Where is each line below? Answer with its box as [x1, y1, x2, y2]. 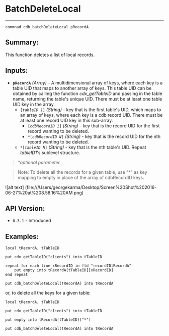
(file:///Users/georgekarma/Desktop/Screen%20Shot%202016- [25, 184, 157, 190]
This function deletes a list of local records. [5, 52, 95, 58]
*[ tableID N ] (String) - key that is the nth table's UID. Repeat [20, 144, 147, 150]
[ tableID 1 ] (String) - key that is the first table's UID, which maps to [20, 107, 161, 113]
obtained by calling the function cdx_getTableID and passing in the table [12, 90, 162, 97]
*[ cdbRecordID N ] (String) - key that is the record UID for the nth [27, 133, 161, 139]
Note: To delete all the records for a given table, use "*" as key [17, 169, 147, 175]
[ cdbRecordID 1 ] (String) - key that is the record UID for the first [27, 122, 160, 129]
